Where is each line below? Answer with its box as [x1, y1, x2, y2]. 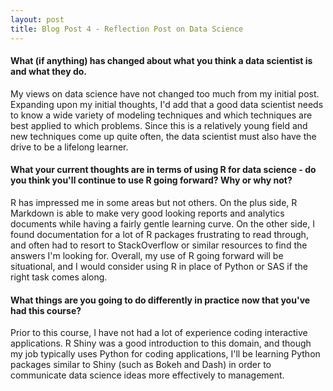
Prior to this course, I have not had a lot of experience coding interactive [10, 327, 308, 339]
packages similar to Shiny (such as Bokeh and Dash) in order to [10, 359, 272, 371]
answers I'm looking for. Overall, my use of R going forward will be [10, 249, 284, 261]
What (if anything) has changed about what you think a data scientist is [10, 55, 313, 67]
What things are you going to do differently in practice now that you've [10, 294, 311, 306]
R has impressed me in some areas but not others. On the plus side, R [10, 196, 298, 208]
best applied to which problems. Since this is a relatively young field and [10, 119, 308, 131]
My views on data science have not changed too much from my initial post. [10, 87, 320, 100]
